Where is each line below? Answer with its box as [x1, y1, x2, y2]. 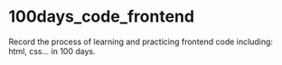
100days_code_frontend [8, 6, 195, 27]
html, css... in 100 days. [8, 45, 96, 56]
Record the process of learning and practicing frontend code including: [8, 36, 273, 47]
